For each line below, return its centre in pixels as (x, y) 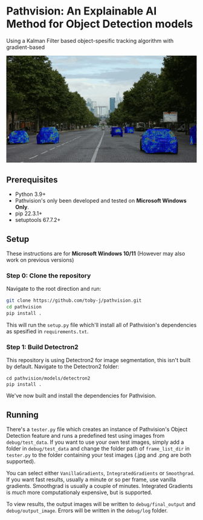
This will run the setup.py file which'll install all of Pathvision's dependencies (101, 325)
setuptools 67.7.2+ (38, 220)
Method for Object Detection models (100, 24)
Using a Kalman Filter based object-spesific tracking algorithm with (90, 41)
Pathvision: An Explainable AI (82, 11)
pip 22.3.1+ (29, 213)
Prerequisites (32, 180)
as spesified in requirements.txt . (47, 331)
